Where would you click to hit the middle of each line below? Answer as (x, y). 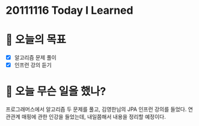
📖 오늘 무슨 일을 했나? (56, 91)
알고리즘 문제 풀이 (35, 58)
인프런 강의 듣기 (33, 65)
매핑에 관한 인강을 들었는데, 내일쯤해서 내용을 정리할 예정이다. (93, 117)
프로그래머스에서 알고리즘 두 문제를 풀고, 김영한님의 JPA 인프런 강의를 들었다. (96, 109)
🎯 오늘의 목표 (36, 40)
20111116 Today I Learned (69, 10)
